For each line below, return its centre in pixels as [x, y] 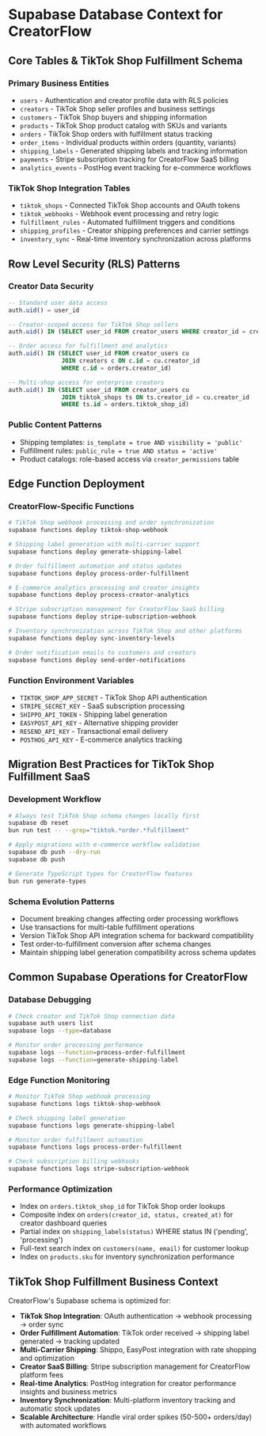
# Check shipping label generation [67, 1118]
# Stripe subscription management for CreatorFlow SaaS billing [116, 610]
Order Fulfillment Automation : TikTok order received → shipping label [134, 1333]
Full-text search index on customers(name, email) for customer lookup [134, 1248]
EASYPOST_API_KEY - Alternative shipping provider [99, 723]
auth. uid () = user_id [44, 310]
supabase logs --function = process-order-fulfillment [97, 1053]
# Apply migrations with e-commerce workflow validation [104, 845]
